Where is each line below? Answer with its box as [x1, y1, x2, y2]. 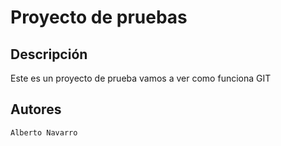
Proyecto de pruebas [10, 6, 188, 29]
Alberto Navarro [10, 127, 78, 138]
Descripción [10, 46, 88, 63]
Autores [10, 101, 62, 118]
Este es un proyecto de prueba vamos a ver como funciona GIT [10, 72, 272, 84]
